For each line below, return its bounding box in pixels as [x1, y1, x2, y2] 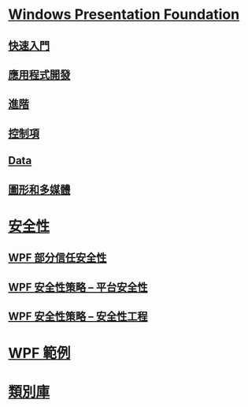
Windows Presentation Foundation [8, 6, 240, 24]
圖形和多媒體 [8, 183, 71, 196]
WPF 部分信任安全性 [8, 251, 107, 265]
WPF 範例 [8, 345, 71, 362]
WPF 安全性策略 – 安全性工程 [8, 309, 148, 323]
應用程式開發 [8, 68, 71, 81]
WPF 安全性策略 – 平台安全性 [8, 280, 148, 293]
